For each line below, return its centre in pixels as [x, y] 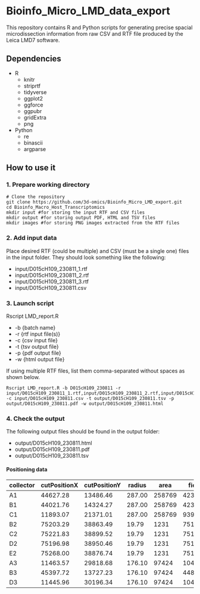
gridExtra [35, 117]
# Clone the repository [36, 197]
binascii [33, 143]
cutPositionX [60, 485]
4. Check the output [35, 418]
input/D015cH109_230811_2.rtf [52, 275]
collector [22, 485]
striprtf [32, 86]
